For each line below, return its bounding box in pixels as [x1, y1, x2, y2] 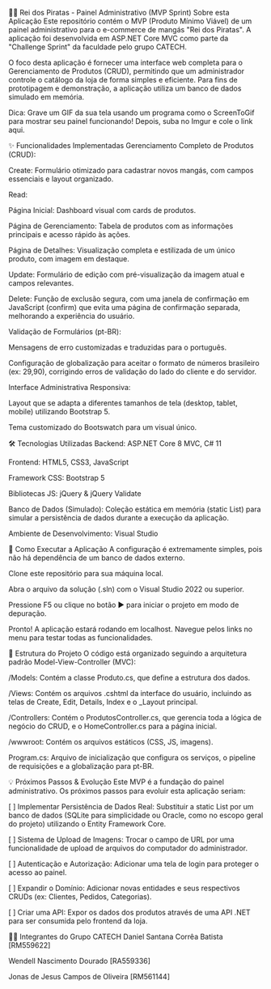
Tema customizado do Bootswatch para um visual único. [8, 422, 197, 432]
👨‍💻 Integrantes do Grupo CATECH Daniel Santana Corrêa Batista [8, 932, 224, 941]
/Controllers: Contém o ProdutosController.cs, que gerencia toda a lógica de [8, 713, 262, 722]
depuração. [8, 609, 47, 618]
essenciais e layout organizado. [8, 174, 114, 184]
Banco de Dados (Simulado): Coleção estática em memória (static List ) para [8, 504, 261, 514]
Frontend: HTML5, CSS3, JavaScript [8, 457, 129, 467]
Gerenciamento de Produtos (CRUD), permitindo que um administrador [8, 66, 245, 76]
